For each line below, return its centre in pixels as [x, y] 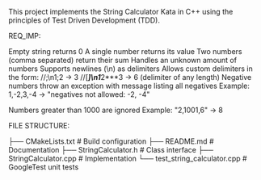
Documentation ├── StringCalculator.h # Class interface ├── [111, 150]
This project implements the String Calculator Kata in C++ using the [121, 12]
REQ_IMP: [25, 36]
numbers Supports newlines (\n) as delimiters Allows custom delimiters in [130, 69]
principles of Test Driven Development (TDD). [84, 20]
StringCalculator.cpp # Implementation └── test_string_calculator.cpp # [128, 158]
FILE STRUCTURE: [39, 126]
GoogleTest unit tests [44, 167]
